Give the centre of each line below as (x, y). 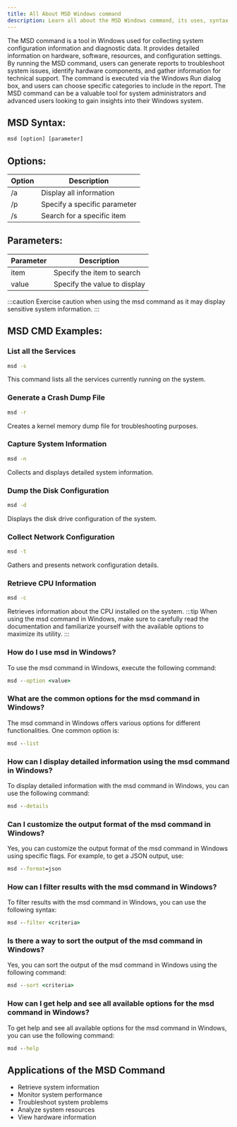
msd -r (17, 412)
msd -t (17, 551)
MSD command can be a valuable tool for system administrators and (107, 93)
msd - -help (23, 1048)
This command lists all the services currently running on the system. (107, 379)
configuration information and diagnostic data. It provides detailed (103, 48)
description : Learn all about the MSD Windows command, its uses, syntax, (120, 20)
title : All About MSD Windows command (64, 14)
